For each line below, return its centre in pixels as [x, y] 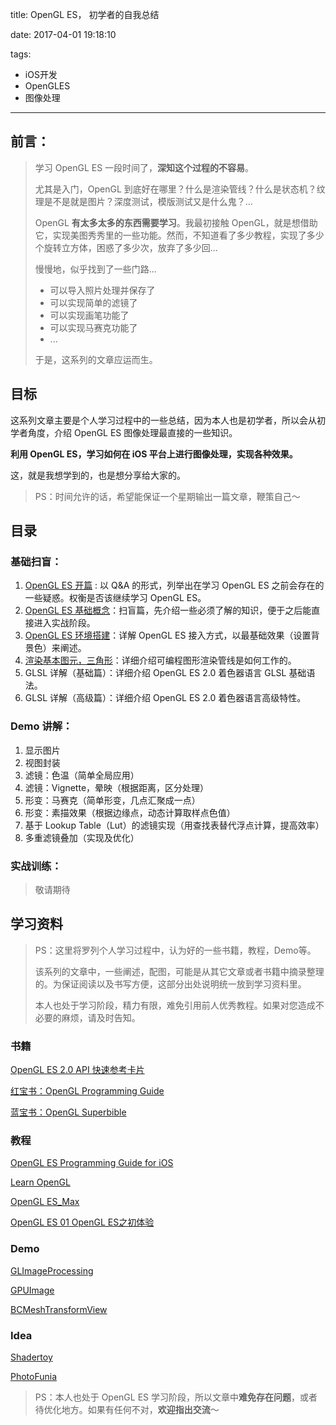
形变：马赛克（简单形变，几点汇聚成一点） [112, 800]
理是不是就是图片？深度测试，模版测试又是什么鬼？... [143, 201]
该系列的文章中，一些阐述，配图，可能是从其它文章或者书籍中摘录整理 [179, 971]
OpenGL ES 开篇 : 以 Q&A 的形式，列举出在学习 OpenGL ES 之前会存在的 [174, 585]
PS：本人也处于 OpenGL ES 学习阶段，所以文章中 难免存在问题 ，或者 [176, 1397]
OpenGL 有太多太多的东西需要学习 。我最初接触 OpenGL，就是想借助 [176, 222]
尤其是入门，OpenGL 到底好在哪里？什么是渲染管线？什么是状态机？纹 [180, 189]
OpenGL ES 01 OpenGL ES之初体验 [82, 1222]
